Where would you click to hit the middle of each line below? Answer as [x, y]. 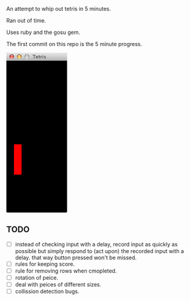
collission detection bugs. [47, 291]
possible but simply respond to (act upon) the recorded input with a [99, 251]
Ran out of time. [26, 20]
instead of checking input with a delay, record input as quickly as [96, 244]
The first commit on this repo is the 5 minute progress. [74, 44]
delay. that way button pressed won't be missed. [76, 257]
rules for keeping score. [45, 264]
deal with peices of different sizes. [58, 285]
